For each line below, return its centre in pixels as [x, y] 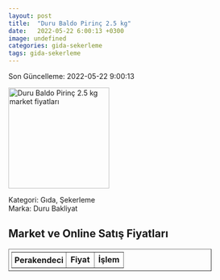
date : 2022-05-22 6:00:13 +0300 [66, 31]
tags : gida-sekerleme [45, 53]
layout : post [30, 16]
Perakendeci [39, 260]
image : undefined [37, 38]
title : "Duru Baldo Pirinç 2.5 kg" [70, 23]
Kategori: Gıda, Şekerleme [52, 200]
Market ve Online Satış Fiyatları [89, 234]
